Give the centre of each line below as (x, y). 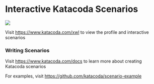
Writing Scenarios (27, 50)
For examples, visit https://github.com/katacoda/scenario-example (73, 76)
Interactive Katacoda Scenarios (72, 9)
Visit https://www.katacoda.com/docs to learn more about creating (74, 61)
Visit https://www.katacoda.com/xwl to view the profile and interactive (77, 32)
